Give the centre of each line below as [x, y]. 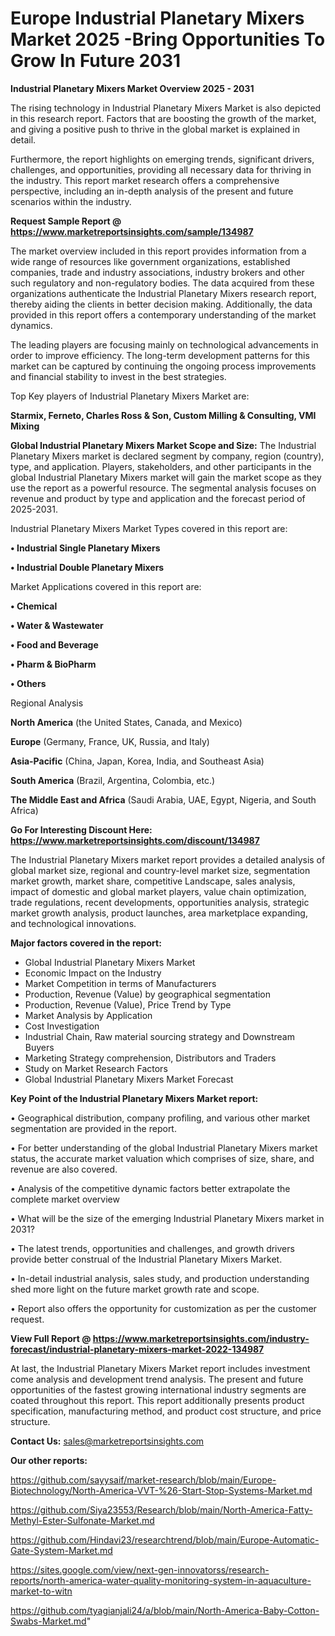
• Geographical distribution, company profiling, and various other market [160, 1118]
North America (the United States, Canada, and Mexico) [126, 722]
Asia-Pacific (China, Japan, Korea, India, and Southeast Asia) [137, 761]
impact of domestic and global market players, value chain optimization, [158, 891]
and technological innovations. [73, 923]
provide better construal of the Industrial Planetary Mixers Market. [146, 1259]
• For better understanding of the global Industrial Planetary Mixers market [164, 1148]
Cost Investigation [62, 1026]
